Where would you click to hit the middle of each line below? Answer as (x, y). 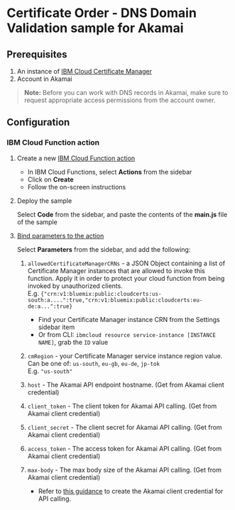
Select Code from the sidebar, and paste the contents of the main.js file (122, 214)
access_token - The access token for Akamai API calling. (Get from (124, 448)
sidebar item (56, 327)
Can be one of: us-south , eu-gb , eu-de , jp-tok (94, 363)
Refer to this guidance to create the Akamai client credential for (131, 491)
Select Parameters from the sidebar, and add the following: (104, 249)
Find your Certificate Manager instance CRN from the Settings (129, 319)
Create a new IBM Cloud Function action (76, 158)
